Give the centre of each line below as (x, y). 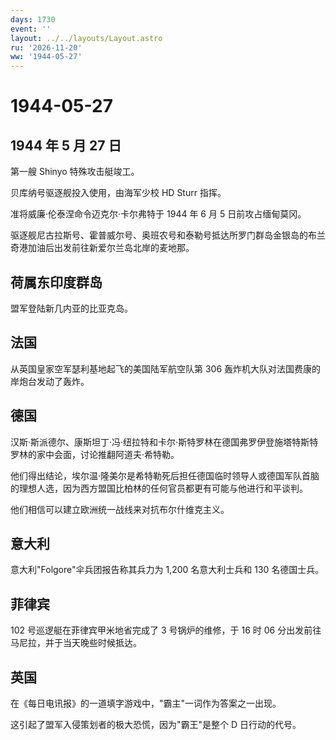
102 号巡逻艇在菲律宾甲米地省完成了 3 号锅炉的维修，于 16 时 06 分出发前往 (166, 630)
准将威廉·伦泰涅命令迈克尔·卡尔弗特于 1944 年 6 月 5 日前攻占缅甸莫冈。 (158, 214)
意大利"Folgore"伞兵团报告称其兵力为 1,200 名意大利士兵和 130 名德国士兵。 (167, 570)
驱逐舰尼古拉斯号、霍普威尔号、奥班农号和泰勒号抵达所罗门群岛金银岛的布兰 (168, 235)
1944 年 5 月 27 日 (66, 145)
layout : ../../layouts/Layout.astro (86, 38)
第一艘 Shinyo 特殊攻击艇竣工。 (75, 172)
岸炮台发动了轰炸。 (50, 381)
